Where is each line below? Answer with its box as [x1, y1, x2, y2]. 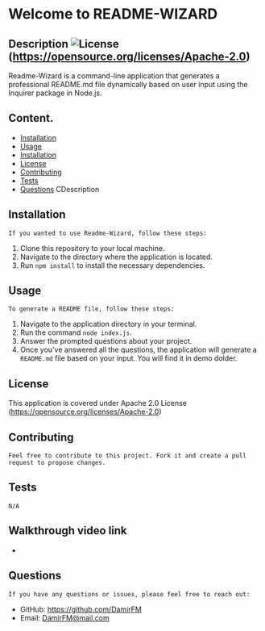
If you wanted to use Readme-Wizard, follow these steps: [8, 229, 207, 237]
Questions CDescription [19, 184, 100, 194]
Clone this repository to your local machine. [19, 243, 165, 253]
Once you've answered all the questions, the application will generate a [19, 345, 258, 355]
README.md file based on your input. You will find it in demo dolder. [19, 353, 238, 363]
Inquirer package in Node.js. [8, 88, 102, 98]
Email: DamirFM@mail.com [19, 612, 110, 622]
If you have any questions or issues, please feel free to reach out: [8, 590, 251, 598]
